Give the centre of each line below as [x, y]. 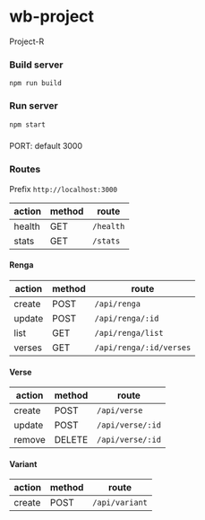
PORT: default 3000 [46, 146]
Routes [25, 170]
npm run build [36, 84]
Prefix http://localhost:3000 [64, 189]
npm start [28, 124]
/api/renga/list [129, 333]
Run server [34, 106]
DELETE [71, 440]
